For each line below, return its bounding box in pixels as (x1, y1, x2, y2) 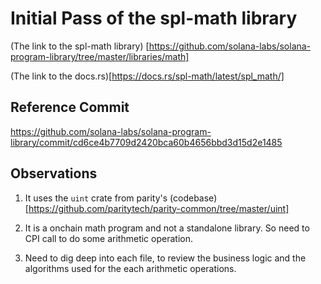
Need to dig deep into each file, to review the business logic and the (24, 252, 307, 264)
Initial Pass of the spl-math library (10, 7, 298, 30)
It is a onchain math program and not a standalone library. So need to (24, 222, 310, 234)
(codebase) (169, 192, 218, 204)
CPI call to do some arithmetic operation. (24, 232, 193, 244)
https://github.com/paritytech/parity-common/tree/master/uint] (28, 202, 290, 214)
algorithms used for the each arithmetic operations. (24, 262, 237, 274)
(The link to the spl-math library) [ (10, 40, 150, 52)
